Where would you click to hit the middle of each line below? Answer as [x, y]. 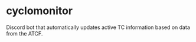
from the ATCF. [24, 33]
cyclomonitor [39, 11]
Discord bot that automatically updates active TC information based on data [98, 27]
